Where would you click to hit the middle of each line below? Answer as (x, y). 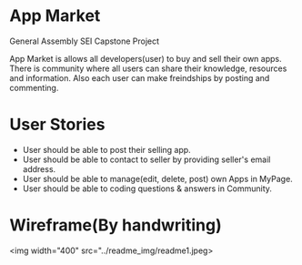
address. (39, 168)
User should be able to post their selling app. (106, 149)
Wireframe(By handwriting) (116, 225)
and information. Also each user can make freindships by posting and (140, 77)
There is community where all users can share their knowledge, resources (148, 68)
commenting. (34, 87)
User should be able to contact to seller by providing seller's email (146, 159)
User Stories (57, 125)
